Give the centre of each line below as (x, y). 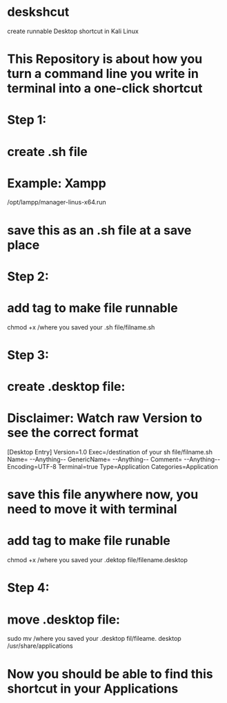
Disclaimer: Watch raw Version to (105, 418)
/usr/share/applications (40, 646)
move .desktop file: (64, 619)
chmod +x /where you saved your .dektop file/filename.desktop (97, 560)
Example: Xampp (57, 183)
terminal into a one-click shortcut (105, 89)
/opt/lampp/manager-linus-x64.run (57, 202)
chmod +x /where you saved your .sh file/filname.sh (81, 327)
